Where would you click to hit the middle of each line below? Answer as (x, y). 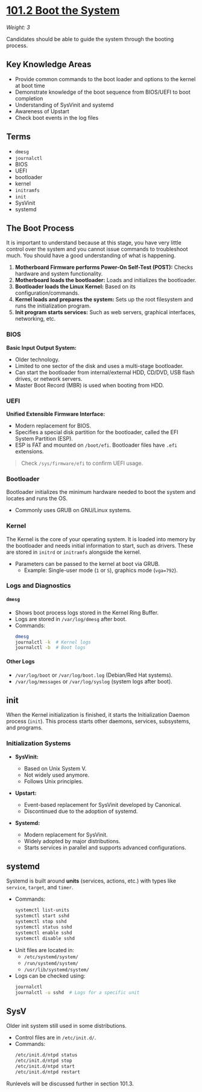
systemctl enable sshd (43, 933)
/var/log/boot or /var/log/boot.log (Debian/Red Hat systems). (94, 675)
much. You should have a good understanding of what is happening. (91, 255)
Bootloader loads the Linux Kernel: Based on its (75, 287)
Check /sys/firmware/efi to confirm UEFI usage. (82, 463)
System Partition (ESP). (44, 438)
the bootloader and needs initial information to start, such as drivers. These (100, 545)
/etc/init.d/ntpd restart (47, 1072)
